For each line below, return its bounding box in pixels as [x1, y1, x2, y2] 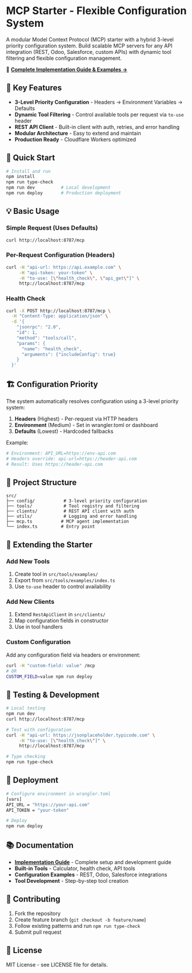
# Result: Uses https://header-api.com [6, 461, 103, 467]
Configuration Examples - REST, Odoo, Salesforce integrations [14, 871, 167, 878]
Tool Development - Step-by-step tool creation [14, 877, 129, 884]
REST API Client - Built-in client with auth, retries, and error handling [14, 123, 180, 130]
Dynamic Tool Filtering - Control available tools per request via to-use [14, 111, 184, 118]
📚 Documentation [6, 840, 74, 850]
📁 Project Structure [6, 477, 77, 487]
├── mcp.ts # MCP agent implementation [6, 518, 130, 525]
